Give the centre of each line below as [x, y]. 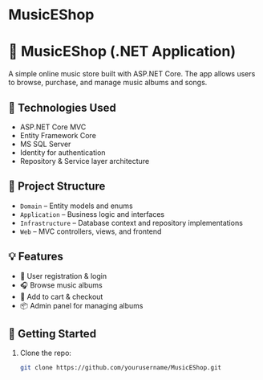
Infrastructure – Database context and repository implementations [131, 223]
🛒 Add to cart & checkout [61, 296]
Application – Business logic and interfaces [92, 214]
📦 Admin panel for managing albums [81, 305]
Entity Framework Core [58, 135]
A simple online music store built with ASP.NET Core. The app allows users [132, 74]
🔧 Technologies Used [62, 107]
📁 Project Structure [57, 186]
